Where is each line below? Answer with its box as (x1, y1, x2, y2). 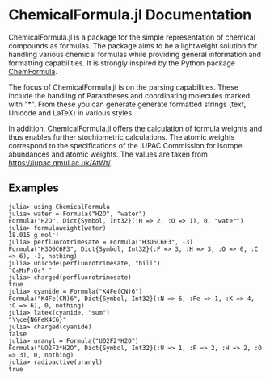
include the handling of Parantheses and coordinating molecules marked (8, 90, 251, 100)
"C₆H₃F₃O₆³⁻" (8, 266, 53, 274)
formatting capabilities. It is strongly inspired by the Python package (8, 58, 236, 68)
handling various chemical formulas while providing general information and (8, 49, 261, 59)
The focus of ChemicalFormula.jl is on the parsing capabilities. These (8, 82, 239, 92)
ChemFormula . (8, 66, 58, 76)
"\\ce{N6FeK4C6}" (8, 315, 67, 324)
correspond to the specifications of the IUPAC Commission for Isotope (8, 140, 243, 150)
